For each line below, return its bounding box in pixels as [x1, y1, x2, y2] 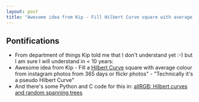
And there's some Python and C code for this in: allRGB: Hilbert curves [14, 83, 188, 90]
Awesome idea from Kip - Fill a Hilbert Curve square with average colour [14, 64, 192, 71]
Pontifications [6, 36, 59, 46]
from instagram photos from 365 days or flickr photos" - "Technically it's [14, 70, 193, 77]
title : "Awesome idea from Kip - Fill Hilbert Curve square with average [6, 14, 193, 20]
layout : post [6, 8, 39, 15]
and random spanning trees [14, 89, 83, 96]
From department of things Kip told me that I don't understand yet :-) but [14, 51, 193, 59]
